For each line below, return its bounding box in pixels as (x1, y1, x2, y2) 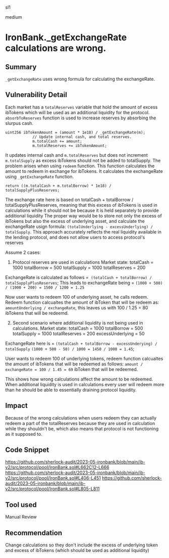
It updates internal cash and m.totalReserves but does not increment (5, 152, 148, 158)
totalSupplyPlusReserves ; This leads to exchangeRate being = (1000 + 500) (5, 280, 163, 286)
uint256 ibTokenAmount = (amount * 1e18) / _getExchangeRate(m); (5, 130, 145, 135)
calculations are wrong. (5, 42, 106, 54)
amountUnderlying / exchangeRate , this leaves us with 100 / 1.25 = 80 (5, 304, 148, 310)
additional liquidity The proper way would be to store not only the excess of (5, 212, 162, 219)
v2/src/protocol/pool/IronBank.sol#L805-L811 (5, 486, 100, 492)
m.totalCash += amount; (32, 138, 82, 144)
